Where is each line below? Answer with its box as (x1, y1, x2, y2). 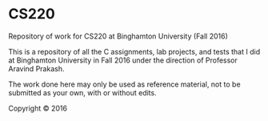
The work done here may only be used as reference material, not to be (8, 79, 242, 89)
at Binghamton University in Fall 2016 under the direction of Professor (8, 55, 238, 65)
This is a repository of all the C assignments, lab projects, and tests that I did (8, 46, 261, 56)
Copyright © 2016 (8, 103, 68, 113)
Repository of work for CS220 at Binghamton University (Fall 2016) (8, 31, 228, 41)
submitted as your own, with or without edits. (8, 87, 158, 97)
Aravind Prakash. (8, 63, 65, 73)
